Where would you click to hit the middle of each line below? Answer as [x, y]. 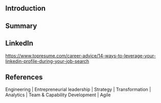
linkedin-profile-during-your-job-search [47, 61]
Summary [21, 26]
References [24, 77]
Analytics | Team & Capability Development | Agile [58, 95]
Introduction [26, 8]
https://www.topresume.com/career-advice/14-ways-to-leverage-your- [80, 55]
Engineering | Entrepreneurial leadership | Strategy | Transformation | [78, 90]
